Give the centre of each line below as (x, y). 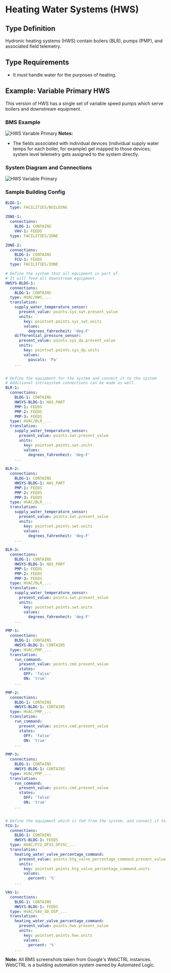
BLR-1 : (12, 388)
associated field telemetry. (33, 46)
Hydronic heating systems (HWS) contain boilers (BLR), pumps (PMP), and (84, 41)
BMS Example (23, 122)
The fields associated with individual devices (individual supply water (86, 143)
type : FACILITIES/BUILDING (39, 208)
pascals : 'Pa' (43, 359)
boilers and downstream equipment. (44, 109)
